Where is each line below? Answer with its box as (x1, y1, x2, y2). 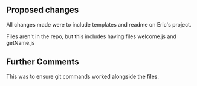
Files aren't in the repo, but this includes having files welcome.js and (6, 33, 177, 40)
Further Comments (6, 57, 80, 67)
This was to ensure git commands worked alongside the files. (6, 73, 159, 80)
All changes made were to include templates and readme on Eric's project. (6, 21, 192, 28)
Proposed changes (6, 5, 79, 15)
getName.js (6, 39, 35, 46)
